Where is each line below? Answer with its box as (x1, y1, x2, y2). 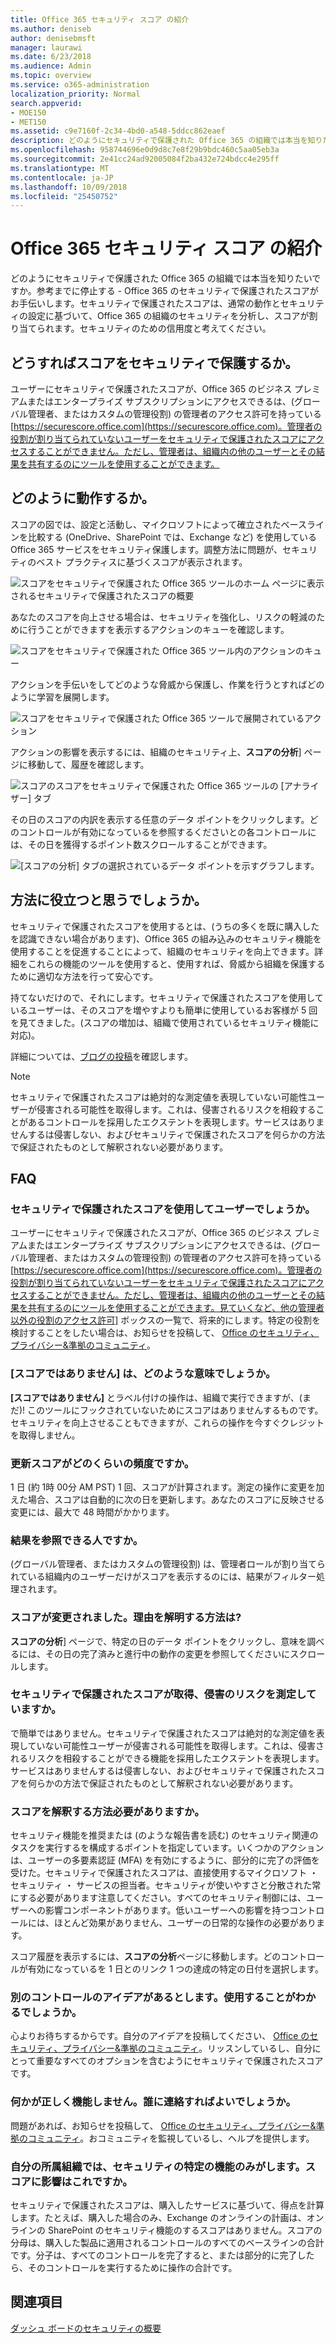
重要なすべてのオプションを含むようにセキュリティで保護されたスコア (35, 2055, 324, 2067)
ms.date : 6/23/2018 (10, 52, 92, 62)
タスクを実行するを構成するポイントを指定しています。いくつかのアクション (10, 1842, 325, 1854)
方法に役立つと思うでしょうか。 (10, 892, 208, 909)
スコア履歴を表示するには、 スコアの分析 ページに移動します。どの (10, 1951, 282, 1963)
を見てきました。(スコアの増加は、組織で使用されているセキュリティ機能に (10, 1016, 320, 1028)
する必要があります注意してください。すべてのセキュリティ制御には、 (19, 1892, 307, 1904)
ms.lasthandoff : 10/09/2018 (10, 182, 128, 192)
